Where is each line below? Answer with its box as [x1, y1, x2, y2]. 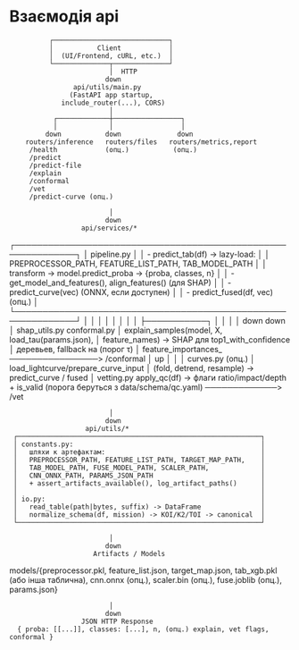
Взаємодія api [9, 6, 120, 27]
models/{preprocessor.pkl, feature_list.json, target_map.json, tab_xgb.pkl [9, 565, 278, 576]
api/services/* [80, 224, 138, 232]
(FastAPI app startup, [69, 90, 154, 99]
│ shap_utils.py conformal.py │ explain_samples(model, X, [9, 325, 223, 335]
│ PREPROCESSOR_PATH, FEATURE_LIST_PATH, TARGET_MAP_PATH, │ [12, 455, 266, 464]
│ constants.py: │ [12, 440, 266, 449]
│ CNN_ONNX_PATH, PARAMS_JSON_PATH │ [12, 471, 266, 480]
